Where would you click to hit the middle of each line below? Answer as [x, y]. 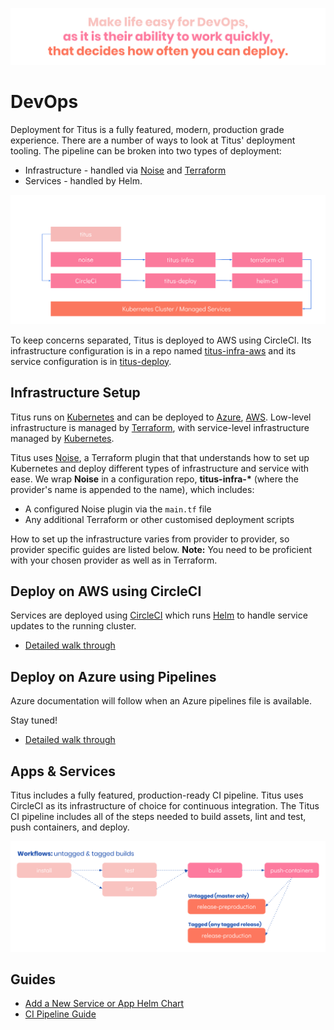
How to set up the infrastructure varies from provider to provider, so [150, 539]
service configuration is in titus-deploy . [91, 361]
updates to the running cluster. [73, 626]
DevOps [44, 101]
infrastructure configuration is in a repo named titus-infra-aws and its [153, 350]
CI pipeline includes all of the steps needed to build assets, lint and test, [158, 816]
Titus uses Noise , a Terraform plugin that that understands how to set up [160, 457]
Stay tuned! [34, 720]
